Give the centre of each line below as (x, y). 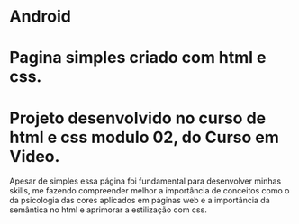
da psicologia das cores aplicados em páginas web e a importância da (140, 201)
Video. (35, 156)
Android (41, 17)
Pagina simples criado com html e (138, 58)
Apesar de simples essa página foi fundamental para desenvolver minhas (145, 181)
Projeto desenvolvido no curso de (138, 118)
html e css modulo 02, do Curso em (144, 137)
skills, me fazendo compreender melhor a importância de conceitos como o (149, 191)
